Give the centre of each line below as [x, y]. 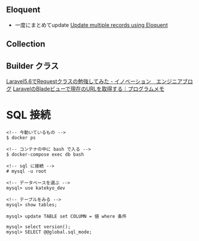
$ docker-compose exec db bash [45, 155]
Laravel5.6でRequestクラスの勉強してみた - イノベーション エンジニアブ [97, 81]
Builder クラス [33, 66]
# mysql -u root [26, 171]
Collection [26, 44]
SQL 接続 [28, 115]
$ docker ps [21, 138]
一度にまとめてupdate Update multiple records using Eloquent [91, 25]
